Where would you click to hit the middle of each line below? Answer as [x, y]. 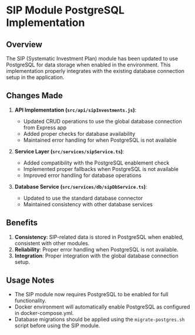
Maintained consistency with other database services [88, 204]
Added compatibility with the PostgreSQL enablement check [96, 163]
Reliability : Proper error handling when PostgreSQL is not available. [96, 249]
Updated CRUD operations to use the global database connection [102, 121]
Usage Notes [30, 281]
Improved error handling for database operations [83, 175]
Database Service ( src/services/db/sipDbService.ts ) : [81, 186]
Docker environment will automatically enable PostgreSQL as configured [102, 307]
